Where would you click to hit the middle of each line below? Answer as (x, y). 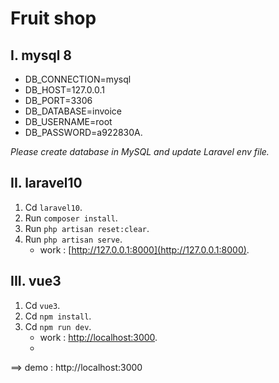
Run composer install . (71, 218)
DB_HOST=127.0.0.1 (64, 90)
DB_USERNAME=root (68, 121)
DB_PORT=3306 (58, 100)
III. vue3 (36, 281)
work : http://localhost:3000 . (98, 337)
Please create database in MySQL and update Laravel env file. (140, 151)
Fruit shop (53, 18)
